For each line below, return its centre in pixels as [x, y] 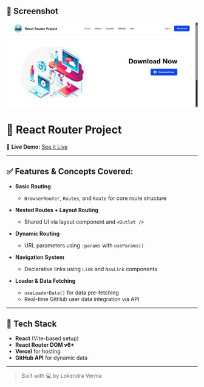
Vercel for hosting [38, 352]
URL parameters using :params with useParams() [84, 245]
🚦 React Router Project [64, 130]
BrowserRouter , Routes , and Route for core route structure [95, 198]
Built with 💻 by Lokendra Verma [61, 376]
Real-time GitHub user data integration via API [82, 299]
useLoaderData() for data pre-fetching [72, 293]
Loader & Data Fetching [45, 280]
